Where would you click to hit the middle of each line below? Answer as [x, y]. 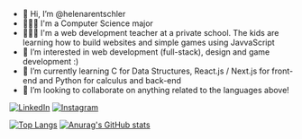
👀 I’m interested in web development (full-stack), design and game [146, 52]
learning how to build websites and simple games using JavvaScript [148, 42]
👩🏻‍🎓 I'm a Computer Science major [87, 23]
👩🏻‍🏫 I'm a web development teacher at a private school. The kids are [151, 33]
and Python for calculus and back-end [110, 80]
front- [283, 71]
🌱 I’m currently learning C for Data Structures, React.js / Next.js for [146, 71]
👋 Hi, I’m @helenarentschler [74, 14]
